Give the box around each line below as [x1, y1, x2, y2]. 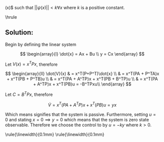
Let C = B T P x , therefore [5, 91, 53, 98]
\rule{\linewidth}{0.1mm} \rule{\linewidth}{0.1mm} [5, 131, 104, 137]
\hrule [5, 14, 17, 20]
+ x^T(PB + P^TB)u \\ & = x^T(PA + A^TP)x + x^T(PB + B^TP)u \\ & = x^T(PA [6, 76, 158, 82]
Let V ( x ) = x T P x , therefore [5, 60, 58, 67]
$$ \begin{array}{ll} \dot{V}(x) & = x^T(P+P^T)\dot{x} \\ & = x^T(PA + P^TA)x [5, 71, 160, 77]
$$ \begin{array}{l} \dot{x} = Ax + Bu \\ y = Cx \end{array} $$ [20, 51, 145, 57]
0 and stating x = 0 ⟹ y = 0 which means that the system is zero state [5, 116, 149, 122]
